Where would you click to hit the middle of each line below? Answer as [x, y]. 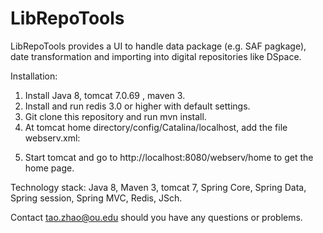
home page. [49, 168]
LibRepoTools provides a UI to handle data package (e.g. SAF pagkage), [158, 46]
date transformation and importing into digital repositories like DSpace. [156, 56]
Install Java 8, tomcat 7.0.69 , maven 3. [105, 95]
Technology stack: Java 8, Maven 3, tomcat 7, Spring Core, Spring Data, [158, 187]
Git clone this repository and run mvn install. [115, 116]
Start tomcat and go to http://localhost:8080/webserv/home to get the [169, 157]
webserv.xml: [52, 138]
